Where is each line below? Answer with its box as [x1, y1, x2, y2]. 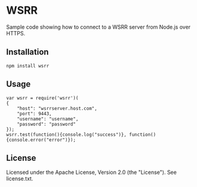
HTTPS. [6, 29, 26, 36]
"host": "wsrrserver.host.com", [17, 105, 97, 111]
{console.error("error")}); [6, 137, 76, 143]
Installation [6, 47, 49, 57]
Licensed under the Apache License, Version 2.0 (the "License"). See [6, 168, 177, 176]
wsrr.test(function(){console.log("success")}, [6, 131, 127, 137]
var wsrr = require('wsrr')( [6, 95, 79, 101]
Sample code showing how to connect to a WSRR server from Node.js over [6, 23, 191, 30]
